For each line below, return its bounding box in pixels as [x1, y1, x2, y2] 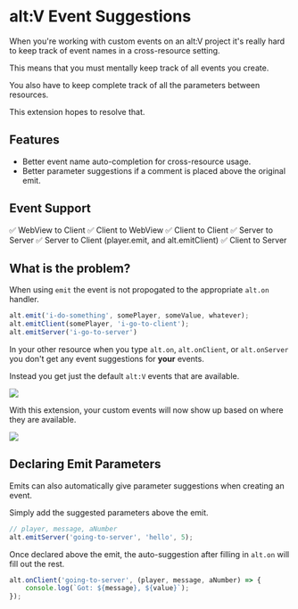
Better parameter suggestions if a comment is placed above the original [21, 165, 286, 176]
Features [9, 132, 60, 148]
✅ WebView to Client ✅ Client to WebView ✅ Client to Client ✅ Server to [9, 225, 274, 235]
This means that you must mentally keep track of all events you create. [9, 62, 269, 73]
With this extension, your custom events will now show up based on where [9, 405, 284, 416]
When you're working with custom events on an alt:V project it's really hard [9, 36, 286, 46]
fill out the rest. [9, 558, 65, 569]
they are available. [9, 415, 77, 424]
